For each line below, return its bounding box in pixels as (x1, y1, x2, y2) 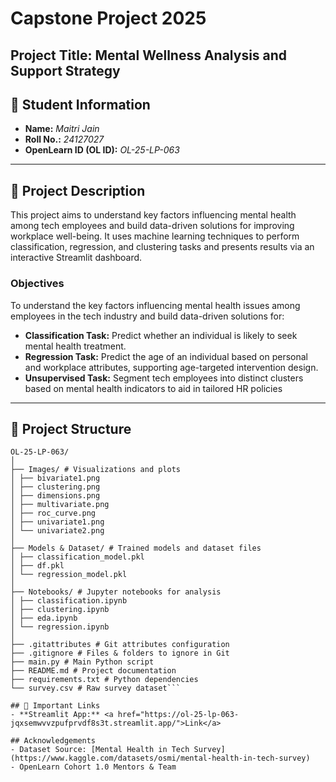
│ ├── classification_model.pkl (10, 552, 145, 562)
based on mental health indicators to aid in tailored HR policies (24, 382, 283, 394)
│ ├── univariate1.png (10, 517, 105, 527)
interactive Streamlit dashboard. (10, 252, 143, 264)
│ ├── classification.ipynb (10, 596, 128, 606)
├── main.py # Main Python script (10, 657, 155, 667)
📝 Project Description (10, 182, 146, 199)
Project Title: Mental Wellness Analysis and (10, 47, 288, 64)
